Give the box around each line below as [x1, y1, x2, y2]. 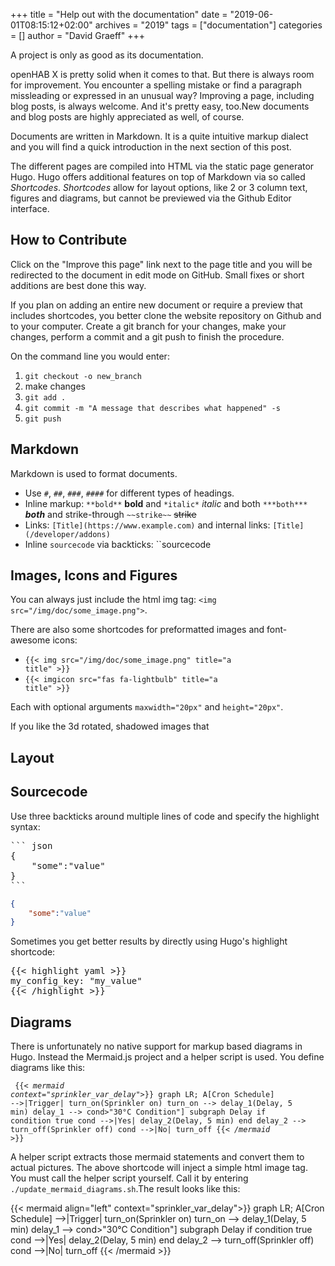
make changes [24, 380, 86, 392]
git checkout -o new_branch [24, 371, 142, 381]
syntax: [10, 820, 41, 833]
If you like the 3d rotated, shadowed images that [10, 720, 210, 733]
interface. [10, 203, 50, 214]
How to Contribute [10, 232, 128, 249]
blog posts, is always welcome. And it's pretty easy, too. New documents [10, 100, 310, 112]
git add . [24, 392, 67, 403]
